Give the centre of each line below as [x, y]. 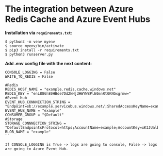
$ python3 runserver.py [29, 54]
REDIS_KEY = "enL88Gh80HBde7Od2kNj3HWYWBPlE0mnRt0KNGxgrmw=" [68, 93]
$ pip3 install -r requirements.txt [42, 50]
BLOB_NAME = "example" [28, 132]
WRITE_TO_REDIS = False [29, 76]
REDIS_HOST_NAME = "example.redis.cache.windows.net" [61, 89]
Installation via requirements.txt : [39, 33]
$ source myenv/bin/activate [34, 46]
